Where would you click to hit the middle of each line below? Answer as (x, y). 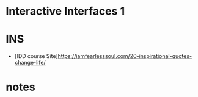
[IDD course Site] (36, 56)
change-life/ (30, 63)
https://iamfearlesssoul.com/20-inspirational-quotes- (125, 56)
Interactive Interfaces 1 (65, 11)
